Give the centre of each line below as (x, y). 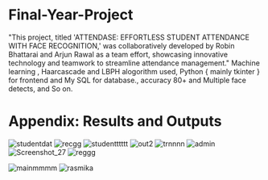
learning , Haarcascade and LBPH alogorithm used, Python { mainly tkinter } (134, 71)
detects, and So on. (41, 88)
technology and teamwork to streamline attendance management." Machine (134, 63)
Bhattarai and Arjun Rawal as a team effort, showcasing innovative (118, 54)
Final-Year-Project (71, 15)
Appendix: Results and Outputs (115, 121)
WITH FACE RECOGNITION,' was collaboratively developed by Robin (122, 45)
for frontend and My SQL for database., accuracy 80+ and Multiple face (128, 80)
